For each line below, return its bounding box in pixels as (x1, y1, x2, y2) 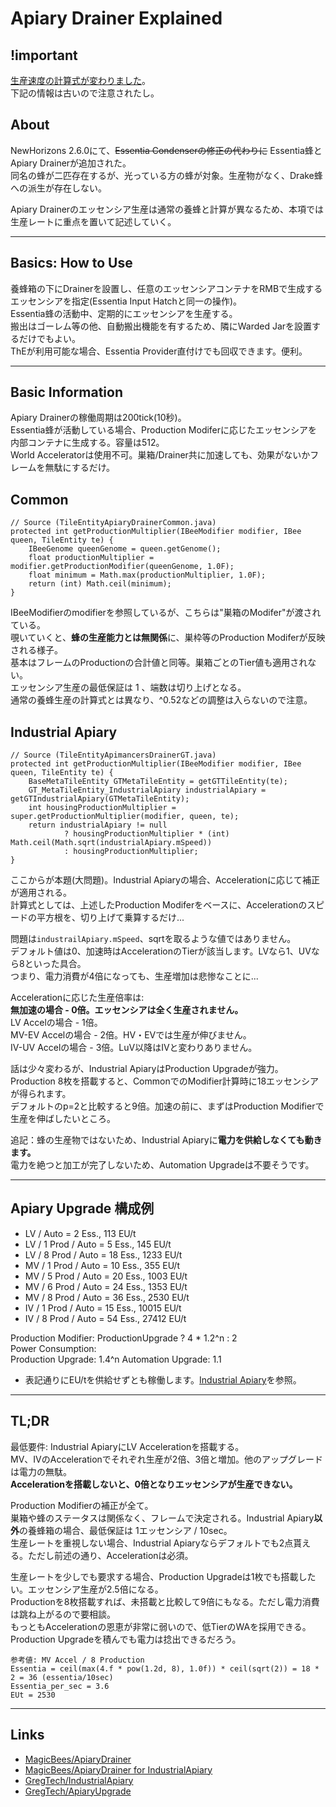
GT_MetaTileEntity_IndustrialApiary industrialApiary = (28, 785, 267, 796)
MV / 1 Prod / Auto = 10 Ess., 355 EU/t (24, 1259, 180, 1271)
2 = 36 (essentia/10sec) (10, 1672, 114, 1682)
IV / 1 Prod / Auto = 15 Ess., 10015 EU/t (24, 1302, 182, 1314)
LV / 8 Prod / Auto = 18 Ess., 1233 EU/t (24, 1248, 183, 1261)
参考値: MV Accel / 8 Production (10, 1655, 145, 1665)
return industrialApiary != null (28, 820, 168, 831)
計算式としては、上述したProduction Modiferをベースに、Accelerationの (10, 899, 308, 911)
